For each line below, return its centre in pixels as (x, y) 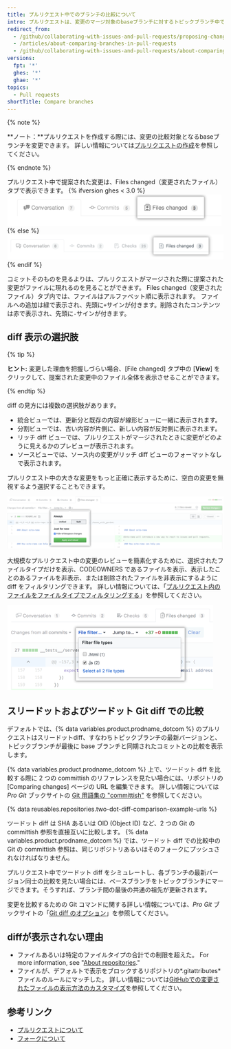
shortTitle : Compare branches (51, 102)
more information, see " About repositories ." (78, 963)
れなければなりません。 (40, 858)
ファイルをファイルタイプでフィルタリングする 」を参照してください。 (106, 595)
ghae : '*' (27, 80)
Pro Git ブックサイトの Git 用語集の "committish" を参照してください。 (107, 795)
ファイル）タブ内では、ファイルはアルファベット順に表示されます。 (103, 296)
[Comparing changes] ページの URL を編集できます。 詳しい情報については (113, 787)
